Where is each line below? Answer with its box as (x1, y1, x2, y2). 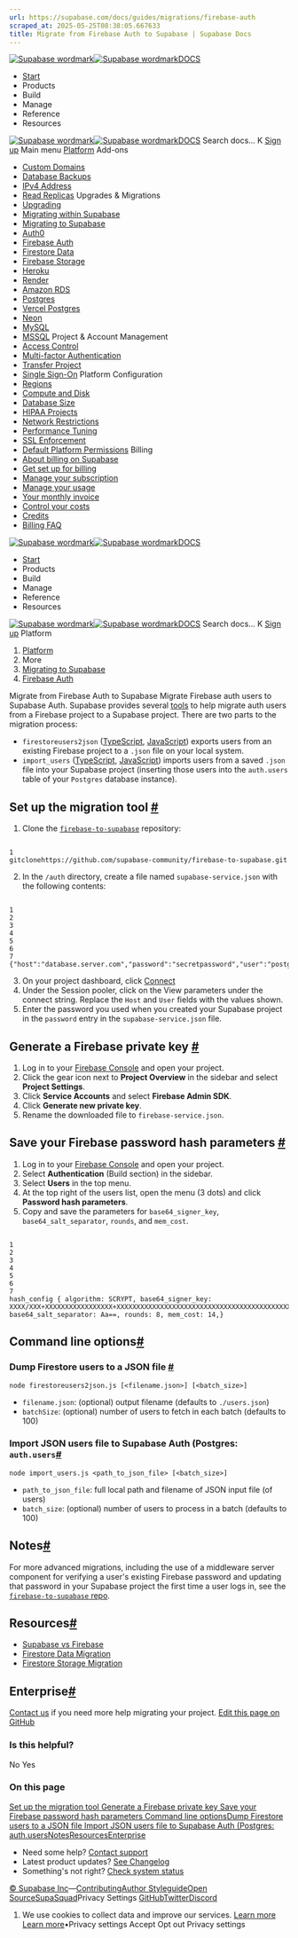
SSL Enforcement (21, 435, 86, 446)
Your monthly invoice (21, 491, 100, 502)
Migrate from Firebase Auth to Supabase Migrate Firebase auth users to (9, 691, 272, 702)
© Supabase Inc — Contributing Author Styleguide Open (9, 1882, 208, 1894)
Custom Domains (21, 161, 86, 173)
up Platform (9, 628, 52, 639)
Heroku (21, 265, 50, 276)
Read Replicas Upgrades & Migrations (21, 190, 161, 200)
